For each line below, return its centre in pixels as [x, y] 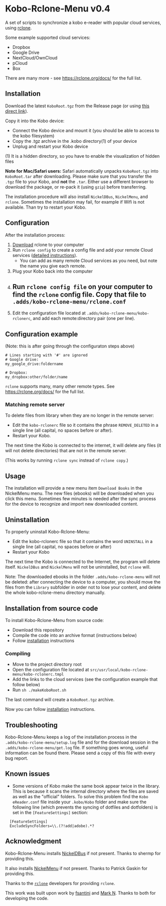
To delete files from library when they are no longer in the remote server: [80, 415]
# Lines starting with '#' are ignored [46, 355]
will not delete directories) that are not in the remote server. [66, 451]
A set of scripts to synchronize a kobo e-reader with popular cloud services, [83, 22]
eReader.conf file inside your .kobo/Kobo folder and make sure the [79, 802]
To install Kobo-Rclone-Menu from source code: [55, 620]
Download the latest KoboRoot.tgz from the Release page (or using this [77, 106]
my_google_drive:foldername [34, 364]
